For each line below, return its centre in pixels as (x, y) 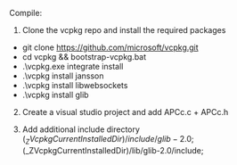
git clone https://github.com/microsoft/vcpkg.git (110, 47)
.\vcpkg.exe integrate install (73, 66)
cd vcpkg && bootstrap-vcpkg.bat (84, 57)
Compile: (26, 13)
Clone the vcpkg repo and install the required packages (124, 30)
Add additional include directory (81, 129)
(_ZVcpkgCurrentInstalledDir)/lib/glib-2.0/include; (113, 150)
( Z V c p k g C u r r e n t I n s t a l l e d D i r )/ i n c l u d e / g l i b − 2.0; (108, 140)
